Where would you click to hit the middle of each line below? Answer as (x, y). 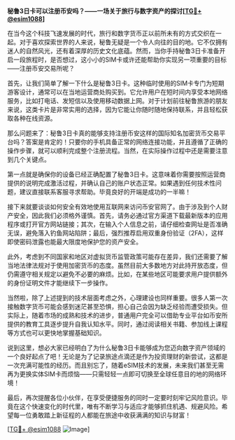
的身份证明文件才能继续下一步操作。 (59, 283)
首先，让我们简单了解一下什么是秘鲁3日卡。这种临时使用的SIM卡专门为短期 (116, 83)
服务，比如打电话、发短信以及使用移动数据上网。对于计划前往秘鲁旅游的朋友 (117, 101)
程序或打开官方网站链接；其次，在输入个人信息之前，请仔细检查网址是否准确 (117, 224)
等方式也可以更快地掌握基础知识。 (56, 333)
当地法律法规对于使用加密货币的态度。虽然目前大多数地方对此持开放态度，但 (117, 265)
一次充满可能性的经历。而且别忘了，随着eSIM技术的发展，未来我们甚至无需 (116, 365)
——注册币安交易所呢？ (41, 68)
